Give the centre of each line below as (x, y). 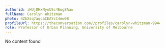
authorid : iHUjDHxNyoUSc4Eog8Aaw (39, 9)
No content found (23, 41)
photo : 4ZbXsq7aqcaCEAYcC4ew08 (37, 18)
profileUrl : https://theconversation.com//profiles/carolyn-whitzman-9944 (83, 23)
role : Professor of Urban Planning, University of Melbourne (69, 28)
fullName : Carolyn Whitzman (34, 14)
